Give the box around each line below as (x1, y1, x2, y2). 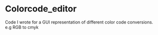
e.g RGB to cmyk (5, 24, 39, 30)
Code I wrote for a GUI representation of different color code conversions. (5, 19, 153, 25)
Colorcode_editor (5, 3, 77, 14)
